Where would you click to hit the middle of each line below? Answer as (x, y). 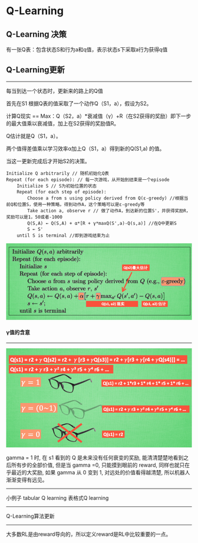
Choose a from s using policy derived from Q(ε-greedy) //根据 (105, 198)
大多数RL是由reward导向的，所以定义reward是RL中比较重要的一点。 (89, 534)
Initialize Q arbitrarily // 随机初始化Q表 (57, 173)
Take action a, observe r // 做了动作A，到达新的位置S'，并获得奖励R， (109, 211)
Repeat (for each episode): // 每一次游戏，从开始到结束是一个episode (88, 180)
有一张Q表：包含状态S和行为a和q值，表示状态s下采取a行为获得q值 (87, 49)
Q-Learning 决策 (36, 34)
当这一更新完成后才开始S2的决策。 (48, 161)
